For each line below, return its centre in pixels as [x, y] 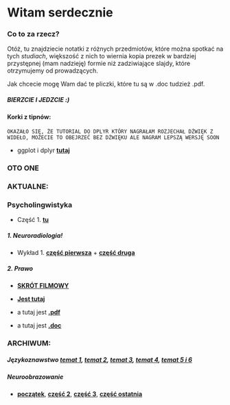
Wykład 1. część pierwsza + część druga [76, 253]
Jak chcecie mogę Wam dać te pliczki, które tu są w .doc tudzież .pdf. [106, 84]
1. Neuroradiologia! [35, 235]
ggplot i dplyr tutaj [43, 150]
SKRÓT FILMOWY [43, 286]
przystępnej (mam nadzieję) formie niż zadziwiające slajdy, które [99, 64]
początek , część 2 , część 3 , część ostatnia [80, 394]
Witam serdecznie [60, 13]
